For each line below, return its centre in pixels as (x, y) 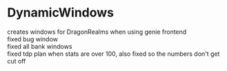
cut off (17, 61)
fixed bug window (33, 39)
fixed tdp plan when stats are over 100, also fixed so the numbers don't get (113, 54)
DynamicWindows (60, 13)
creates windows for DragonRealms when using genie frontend (97, 32)
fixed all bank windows (40, 46)
